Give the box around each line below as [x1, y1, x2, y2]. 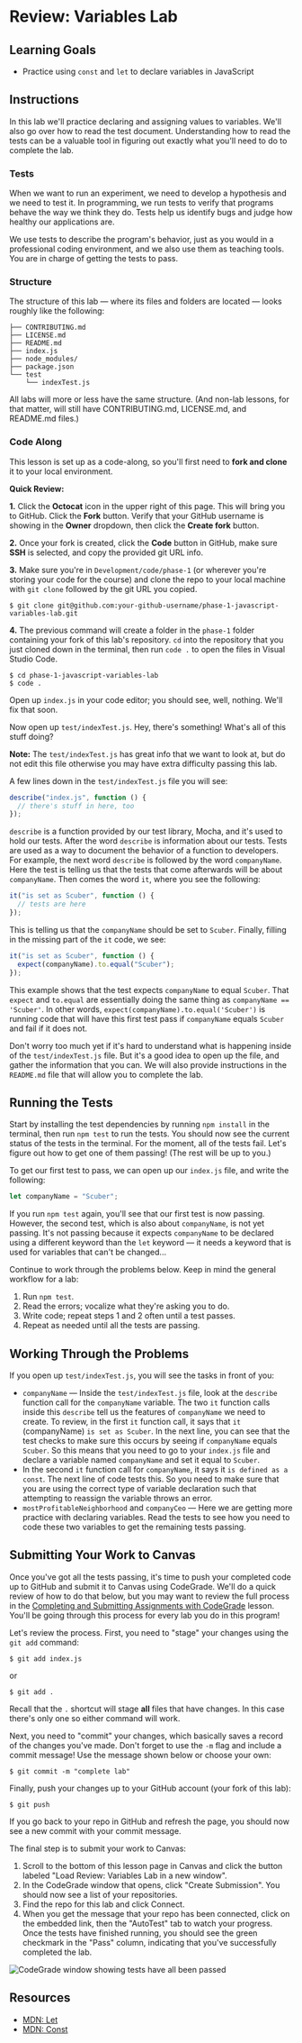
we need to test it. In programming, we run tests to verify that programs [9, 197, 274, 208]
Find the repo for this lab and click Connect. [22, 1899, 185, 1910]
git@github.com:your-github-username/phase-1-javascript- [57, 601, 280, 610]
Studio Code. [9, 653, 58, 664]
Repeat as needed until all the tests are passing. [22, 1320, 200, 1331]
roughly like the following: [9, 306, 105, 316]
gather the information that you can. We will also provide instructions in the [9, 1059, 288, 1070]
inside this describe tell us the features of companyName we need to [22, 1407, 266, 1418]
